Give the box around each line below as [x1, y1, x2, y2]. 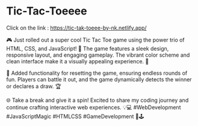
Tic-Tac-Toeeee [6, 4, 87, 18]
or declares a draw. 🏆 [6, 83, 61, 90]
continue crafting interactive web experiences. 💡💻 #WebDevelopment [6, 104, 181, 111]
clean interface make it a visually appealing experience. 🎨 [6, 57, 149, 65]
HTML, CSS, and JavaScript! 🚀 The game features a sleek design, [6, 45, 169, 52]
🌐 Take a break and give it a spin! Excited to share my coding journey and [6, 96, 189, 104]
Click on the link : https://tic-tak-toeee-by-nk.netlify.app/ [6, 24, 147, 31]
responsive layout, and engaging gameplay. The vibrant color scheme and [6, 51, 190, 58]
